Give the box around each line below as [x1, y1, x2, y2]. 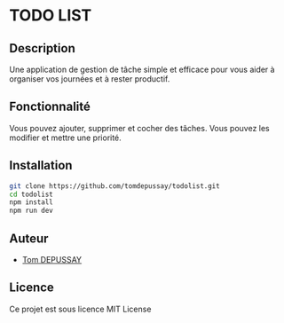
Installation [9, 158, 73, 173]
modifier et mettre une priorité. [9, 132, 122, 143]
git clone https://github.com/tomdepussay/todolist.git [9, 181, 220, 191]
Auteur [9, 231, 49, 246]
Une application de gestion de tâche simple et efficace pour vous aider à [9, 64, 275, 75]
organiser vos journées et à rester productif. [9, 74, 170, 84]
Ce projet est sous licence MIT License [9, 303, 152, 314]
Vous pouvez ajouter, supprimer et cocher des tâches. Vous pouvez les [9, 122, 270, 133]
